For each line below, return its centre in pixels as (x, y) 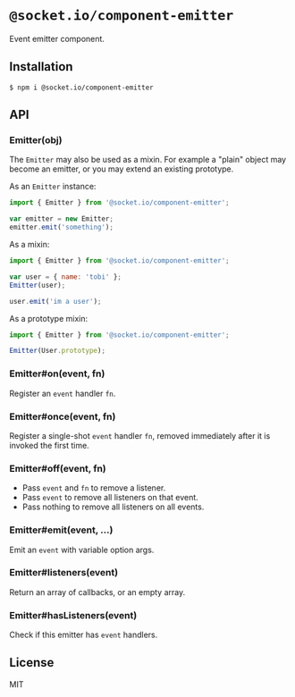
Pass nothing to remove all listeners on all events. (113, 507)
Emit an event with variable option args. (82, 550)
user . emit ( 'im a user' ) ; (55, 301)
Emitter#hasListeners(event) (73, 615)
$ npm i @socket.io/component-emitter (81, 88)
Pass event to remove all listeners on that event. (110, 498)
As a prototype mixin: (49, 318)
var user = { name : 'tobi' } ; (66, 277)
